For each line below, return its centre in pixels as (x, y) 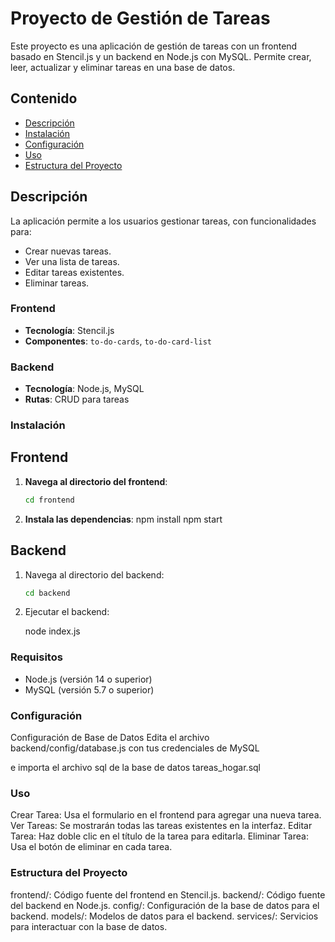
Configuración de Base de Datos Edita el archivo (110, 738)
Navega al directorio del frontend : (96, 481)
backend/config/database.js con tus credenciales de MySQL (135, 748)
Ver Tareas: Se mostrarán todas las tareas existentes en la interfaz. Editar (161, 826)
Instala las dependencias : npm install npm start (123, 519)
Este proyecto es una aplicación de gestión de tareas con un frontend (154, 46)
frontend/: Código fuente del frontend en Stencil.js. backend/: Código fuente (168, 894)
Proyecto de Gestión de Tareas (140, 18)
